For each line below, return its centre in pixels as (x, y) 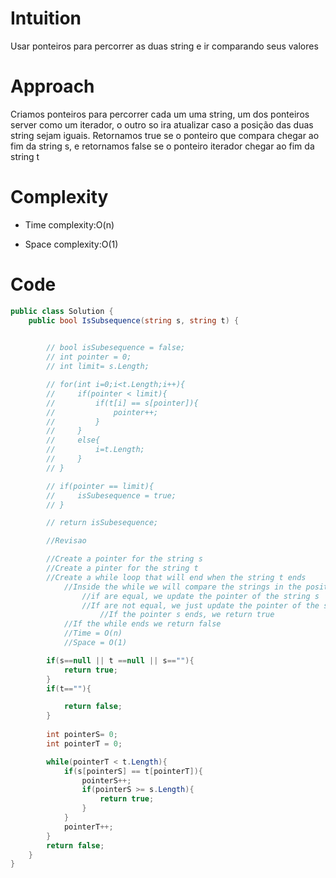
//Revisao (66, 541)
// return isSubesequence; (102, 523)
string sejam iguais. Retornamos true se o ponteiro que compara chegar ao (165, 135)
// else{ (73, 440)
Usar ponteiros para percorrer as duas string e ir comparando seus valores (164, 46)
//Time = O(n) (93, 633)
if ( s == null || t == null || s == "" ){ (120, 660)
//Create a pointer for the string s (124, 559)
